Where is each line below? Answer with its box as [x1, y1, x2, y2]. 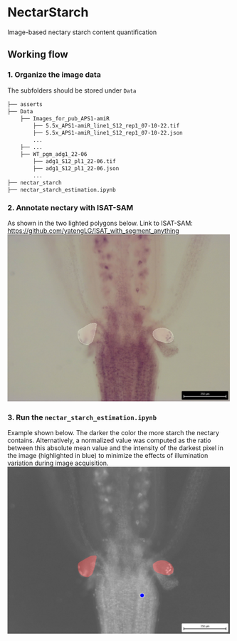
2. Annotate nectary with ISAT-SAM [7, 202, 134, 212]
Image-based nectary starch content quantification [7, 28, 157, 36]
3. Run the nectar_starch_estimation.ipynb [7, 412, 157, 422]
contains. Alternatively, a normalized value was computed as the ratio [7, 436, 211, 445]
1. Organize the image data [7, 70, 101, 80]
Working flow [7, 48, 69, 61]
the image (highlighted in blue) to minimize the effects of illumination [7, 452, 209, 460]
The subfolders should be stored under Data [7, 86, 137, 95]
